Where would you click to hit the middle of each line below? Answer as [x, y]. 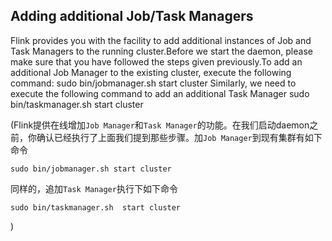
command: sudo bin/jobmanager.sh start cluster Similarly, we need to [153, 83]
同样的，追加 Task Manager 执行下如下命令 [94, 188]
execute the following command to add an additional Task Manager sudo [160, 93]
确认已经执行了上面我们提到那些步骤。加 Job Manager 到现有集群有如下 [179, 137]
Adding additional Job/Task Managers [132, 16]
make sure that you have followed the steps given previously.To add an [156, 61]
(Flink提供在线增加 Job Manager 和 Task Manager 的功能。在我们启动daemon [160, 125]
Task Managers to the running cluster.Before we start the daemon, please [161, 51]
